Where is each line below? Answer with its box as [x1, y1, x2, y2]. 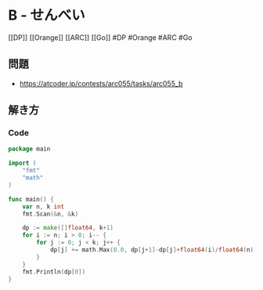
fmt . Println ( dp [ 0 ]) [22, 267, 86, 276]
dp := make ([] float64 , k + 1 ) [22, 224, 113, 232]
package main [8, 145, 51, 153]
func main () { [8, 195, 55, 203]
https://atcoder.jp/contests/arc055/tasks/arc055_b [19, 78, 183, 88]
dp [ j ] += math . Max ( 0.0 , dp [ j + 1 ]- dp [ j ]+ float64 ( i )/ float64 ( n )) [49, 246, 258, 254]
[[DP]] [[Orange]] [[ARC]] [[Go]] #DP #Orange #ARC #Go [8, 32, 193, 42]
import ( [8, 159, 37, 168]
